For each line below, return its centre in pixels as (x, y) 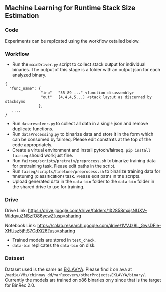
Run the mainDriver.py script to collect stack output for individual (79, 64)
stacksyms (15, 101)
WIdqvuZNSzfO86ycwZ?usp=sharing (43, 216)
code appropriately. (32, 145)
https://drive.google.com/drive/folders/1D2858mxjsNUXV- (87, 211)
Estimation (22, 16)
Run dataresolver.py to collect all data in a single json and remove (80, 123)
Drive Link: (16, 211)
